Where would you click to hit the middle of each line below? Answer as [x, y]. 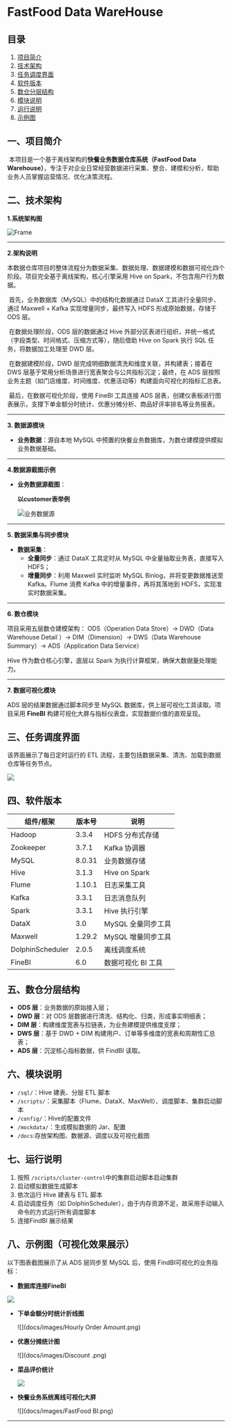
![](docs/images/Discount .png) [62, 1355]
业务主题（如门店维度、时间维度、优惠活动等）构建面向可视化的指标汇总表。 [116, 380]
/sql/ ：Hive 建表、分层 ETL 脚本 [64, 1092]
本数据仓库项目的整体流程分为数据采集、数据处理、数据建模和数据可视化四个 [116, 267]
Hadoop [23, 835]
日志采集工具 [125, 885]
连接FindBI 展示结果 [45, 1220]
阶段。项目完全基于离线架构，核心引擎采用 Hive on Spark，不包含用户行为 [113, 276]
